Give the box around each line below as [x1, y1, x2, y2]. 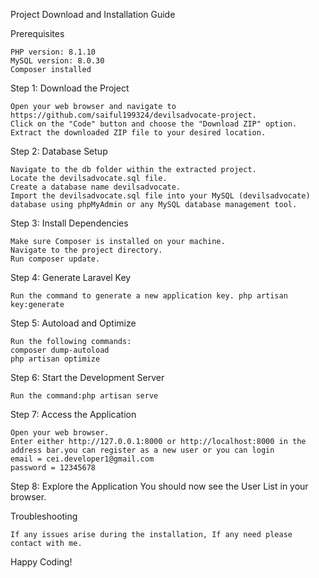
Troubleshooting [10, 510, 78, 522]
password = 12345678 [10, 463, 97, 473]
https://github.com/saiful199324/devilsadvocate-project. [10, 110, 257, 120]
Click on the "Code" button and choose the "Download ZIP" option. [10, 119, 298, 129]
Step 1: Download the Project [10, 82, 130, 94]
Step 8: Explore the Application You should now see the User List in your [10, 480, 309, 492]
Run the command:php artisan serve [10, 391, 159, 401]
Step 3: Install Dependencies [10, 217, 129, 229]
